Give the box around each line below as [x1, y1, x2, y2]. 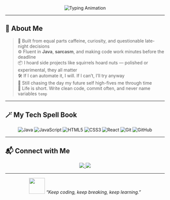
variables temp [17, 91, 48, 97]
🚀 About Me [5, 24, 43, 33]
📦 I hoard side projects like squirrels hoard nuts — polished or [17, 59, 148, 65]
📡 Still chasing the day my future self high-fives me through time [17, 79, 152, 86]
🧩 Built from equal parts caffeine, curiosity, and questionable [17, 37, 144, 44]
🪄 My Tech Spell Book [5, 111, 77, 119]
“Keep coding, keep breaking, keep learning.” [46, 189, 141, 195]
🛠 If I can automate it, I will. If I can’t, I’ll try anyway [17, 72, 125, 78]
